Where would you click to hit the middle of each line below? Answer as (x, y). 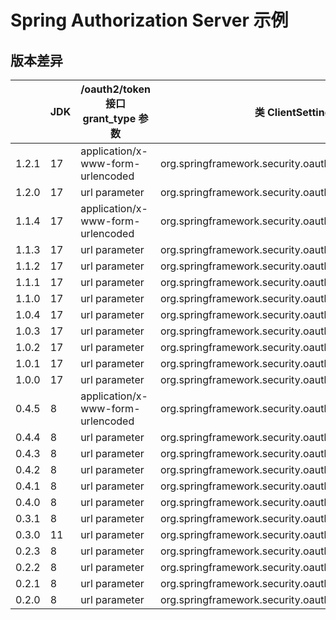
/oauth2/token (115, 89)
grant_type (109, 118)
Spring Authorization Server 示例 (149, 20)
